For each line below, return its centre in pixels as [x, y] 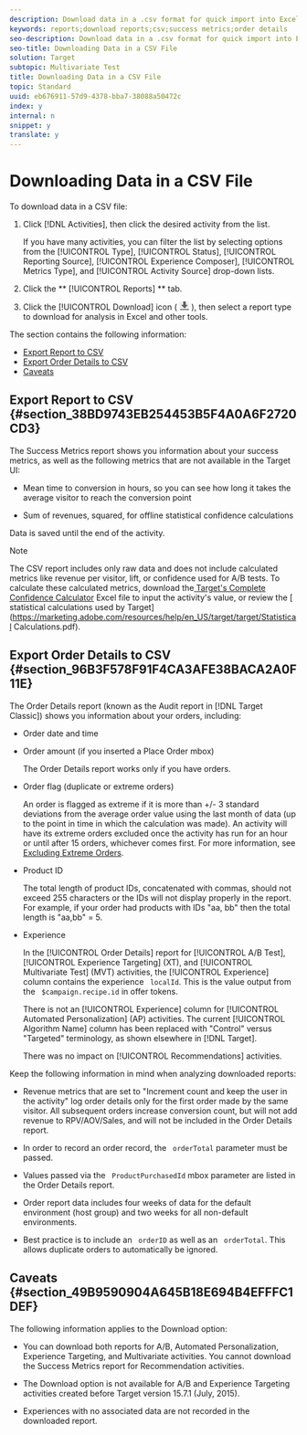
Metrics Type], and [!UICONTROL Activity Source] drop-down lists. [148, 271]
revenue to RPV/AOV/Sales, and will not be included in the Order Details [157, 1120]
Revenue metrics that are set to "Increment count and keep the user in [155, 1091]
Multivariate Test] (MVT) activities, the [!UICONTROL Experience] [146, 972]
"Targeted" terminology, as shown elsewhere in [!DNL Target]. [140, 1038]
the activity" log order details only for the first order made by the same [155, 1101]
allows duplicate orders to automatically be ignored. [120, 1249]
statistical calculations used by [67, 607]
